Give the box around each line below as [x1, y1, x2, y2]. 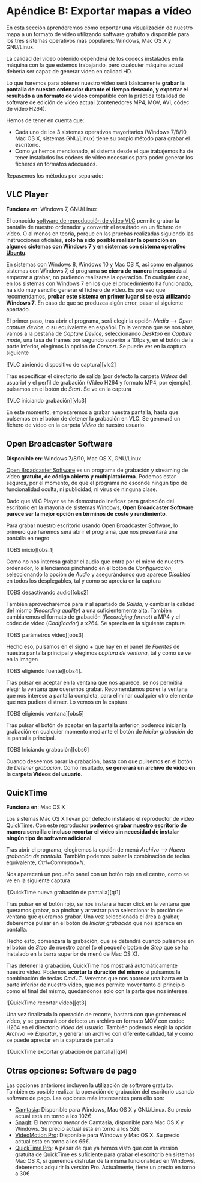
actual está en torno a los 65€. [14, 1138, 91, 1145]
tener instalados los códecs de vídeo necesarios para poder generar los [14, 153, 193, 161]
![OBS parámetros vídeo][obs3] [6, 631, 84, 639]
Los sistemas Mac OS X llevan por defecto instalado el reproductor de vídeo [6, 815, 194, 823]
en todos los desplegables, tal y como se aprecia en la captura [6, 577, 161, 584]
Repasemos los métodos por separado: [6, 172, 104, 179]
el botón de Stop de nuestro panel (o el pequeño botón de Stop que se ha [6, 944, 188, 951]
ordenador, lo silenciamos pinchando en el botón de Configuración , [6, 564, 173, 571]
